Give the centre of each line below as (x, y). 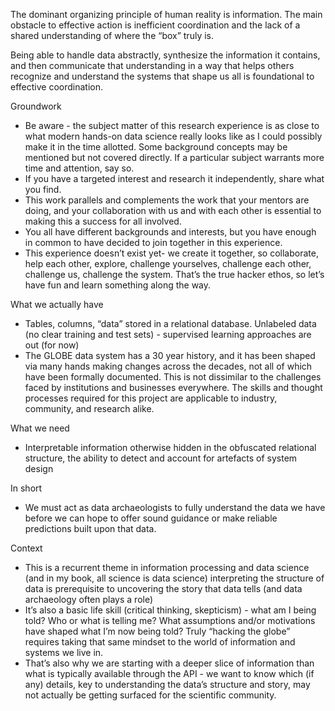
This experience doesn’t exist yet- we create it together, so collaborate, (171, 253)
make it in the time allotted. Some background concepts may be (156, 147)
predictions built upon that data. (90, 528)
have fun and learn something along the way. (118, 285)
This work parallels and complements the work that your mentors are (167, 200)
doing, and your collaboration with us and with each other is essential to (173, 210)
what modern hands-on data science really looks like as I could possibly (173, 136)
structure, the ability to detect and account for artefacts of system (161, 458)
